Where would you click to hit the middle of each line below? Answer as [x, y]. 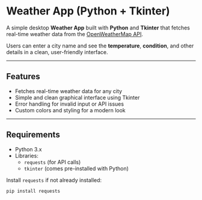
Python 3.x [28, 149]
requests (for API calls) [52, 162]
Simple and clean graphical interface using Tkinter [77, 97]
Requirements [33, 135]
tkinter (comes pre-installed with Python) [76, 168]
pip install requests [33, 191]
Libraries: [27, 156]
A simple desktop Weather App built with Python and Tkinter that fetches [98, 28]
